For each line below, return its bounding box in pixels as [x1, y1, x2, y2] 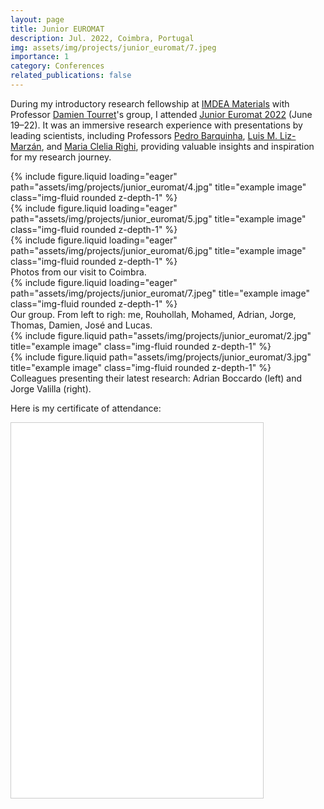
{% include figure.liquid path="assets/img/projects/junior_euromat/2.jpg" [10, 329, 312, 341]
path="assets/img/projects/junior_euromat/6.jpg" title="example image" [10, 244, 307, 256]
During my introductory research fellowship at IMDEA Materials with [10, 97, 290, 110]
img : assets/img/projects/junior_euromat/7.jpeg [10, 42, 217, 53]
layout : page [10, 14, 65, 25]
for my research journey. [10, 151, 112, 163]
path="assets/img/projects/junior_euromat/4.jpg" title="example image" [10, 181, 307, 193]
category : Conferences [10, 61, 105, 71]
